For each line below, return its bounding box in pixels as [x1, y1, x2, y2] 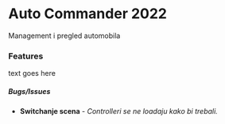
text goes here [8, 69, 56, 78]
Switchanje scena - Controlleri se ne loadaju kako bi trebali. [19, 107, 219, 116]
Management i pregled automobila [8, 31, 121, 40]
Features [8, 51, 44, 62]
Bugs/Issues [8, 86, 51, 96]
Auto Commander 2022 [8, 5, 167, 23]
